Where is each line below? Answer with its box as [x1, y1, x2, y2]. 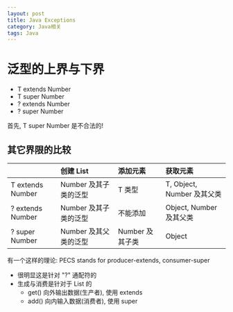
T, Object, [165, 179, 198, 188]
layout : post [7, 10, 45, 17]
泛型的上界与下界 [7, 62, 105, 77]
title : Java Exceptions [7, 17, 76, 24]
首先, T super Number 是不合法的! [7, 122, 104, 130]
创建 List [60, 166, 89, 176]
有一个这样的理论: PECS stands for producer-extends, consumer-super [7, 256, 210, 264]
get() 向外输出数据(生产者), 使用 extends [27, 288, 143, 296]
